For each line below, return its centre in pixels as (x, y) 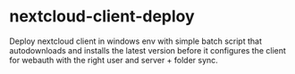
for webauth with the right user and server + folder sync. (114, 60)
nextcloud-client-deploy (102, 16)
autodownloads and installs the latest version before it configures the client (147, 50)
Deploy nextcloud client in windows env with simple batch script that (135, 41)
